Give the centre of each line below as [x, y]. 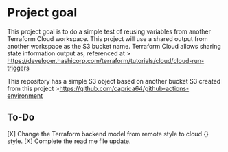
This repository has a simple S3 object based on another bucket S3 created [114, 81]
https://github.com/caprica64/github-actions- [124, 88]
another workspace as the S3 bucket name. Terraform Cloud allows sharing [114, 46]
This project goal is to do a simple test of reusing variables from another [109, 31]
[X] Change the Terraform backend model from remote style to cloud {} [108, 134]
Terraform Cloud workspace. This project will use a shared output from [107, 38]
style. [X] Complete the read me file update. [69, 141]
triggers [18, 68]
